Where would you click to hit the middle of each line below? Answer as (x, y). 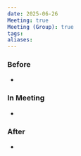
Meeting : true (28, 20)
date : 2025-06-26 (33, 14)
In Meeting (26, 98)
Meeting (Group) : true (40, 27)
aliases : (20, 40)
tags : (15, 33)
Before (19, 65)
